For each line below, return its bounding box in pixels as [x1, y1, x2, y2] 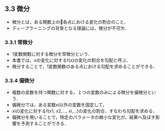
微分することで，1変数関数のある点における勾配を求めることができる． [11, 64, 158, 70]
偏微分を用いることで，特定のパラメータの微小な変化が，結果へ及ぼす [11, 114, 156, 121]
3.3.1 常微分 [4, 39, 33, 46]
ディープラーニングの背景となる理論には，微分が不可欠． [11, 25, 130, 31]
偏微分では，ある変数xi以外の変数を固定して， [11, 102, 107, 108]
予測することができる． [20, 121, 69, 127]
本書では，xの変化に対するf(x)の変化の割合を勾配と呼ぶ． [11, 57, 131, 63]
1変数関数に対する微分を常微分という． [11, 51, 93, 57]
